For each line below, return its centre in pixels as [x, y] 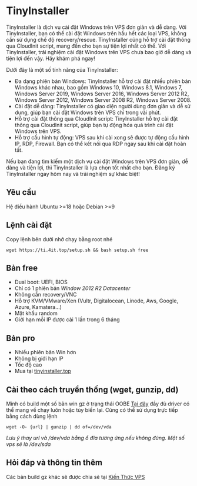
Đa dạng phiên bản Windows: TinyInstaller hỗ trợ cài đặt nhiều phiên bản [103, 81]
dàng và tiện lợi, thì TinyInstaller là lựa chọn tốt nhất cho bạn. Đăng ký [91, 167]
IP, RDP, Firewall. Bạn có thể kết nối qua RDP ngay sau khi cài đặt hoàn [100, 144]
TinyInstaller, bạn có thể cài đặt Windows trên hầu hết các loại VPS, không [96, 33]
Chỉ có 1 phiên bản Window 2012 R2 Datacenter [72, 288]
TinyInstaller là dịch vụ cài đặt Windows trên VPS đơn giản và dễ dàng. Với [96, 27]
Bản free [22, 268]
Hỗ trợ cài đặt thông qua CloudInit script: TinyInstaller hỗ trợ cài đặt [96, 118]
